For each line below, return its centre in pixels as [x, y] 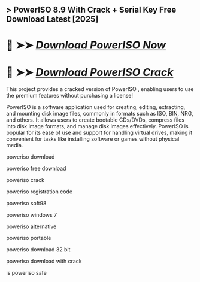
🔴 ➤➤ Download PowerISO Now [86, 45]
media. [15, 145]
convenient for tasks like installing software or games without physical [93, 139]
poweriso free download [36, 168]
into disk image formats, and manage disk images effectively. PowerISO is [97, 126]
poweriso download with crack [44, 261]
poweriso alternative [31, 226]
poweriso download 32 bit [38, 249]
